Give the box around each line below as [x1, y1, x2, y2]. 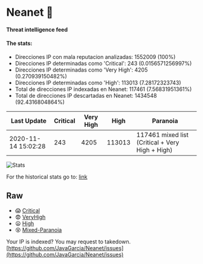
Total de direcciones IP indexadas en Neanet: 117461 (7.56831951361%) [14, 85, 192, 93]
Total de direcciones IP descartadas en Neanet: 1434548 [14, 92, 157, 99]
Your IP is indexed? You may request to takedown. [6, 238, 131, 245]
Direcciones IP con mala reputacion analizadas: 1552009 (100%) [14, 53, 176, 60]
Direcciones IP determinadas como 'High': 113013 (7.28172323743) [14, 79, 181, 86]
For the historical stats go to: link [6, 173, 88, 180]
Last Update [11, 117, 47, 125]
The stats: [6, 39, 33, 47]
